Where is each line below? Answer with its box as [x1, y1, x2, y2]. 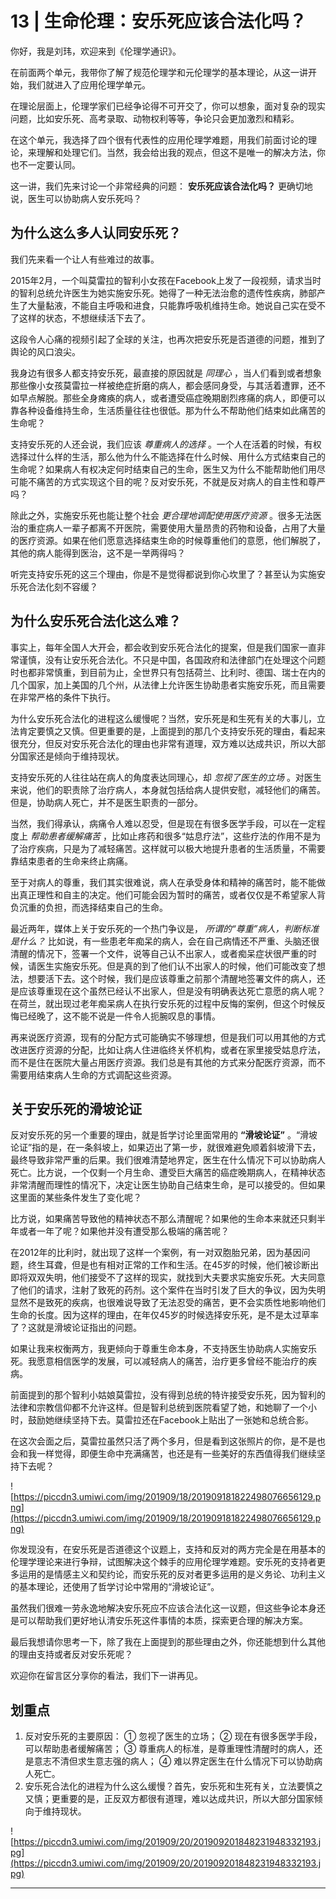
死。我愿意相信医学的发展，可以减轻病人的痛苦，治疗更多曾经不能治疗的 [10, 1355, 308, 1367]
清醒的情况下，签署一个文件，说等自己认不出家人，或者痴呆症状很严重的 [10, 947, 308, 959]
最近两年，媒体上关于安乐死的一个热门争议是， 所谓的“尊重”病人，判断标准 [10, 922, 320, 934]
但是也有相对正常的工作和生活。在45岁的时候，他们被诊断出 [71, 1259, 320, 1271]
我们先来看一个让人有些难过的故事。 [10, 253, 160, 265]
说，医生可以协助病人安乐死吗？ [10, 192, 142, 204]
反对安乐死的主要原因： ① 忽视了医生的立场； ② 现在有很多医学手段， [24, 1730, 323, 1742]
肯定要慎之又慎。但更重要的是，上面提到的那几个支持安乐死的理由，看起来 [18, 725, 326, 737]
